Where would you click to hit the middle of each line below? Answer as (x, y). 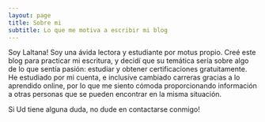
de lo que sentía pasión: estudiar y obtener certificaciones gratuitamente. (128, 69)
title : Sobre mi (35, 23)
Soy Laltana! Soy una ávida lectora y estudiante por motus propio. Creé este (132, 53)
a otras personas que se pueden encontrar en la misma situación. (115, 94)
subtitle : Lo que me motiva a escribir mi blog (88, 30)
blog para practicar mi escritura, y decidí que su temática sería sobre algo (129, 61)
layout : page (30, 15)
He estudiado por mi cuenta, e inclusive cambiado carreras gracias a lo (124, 78)
